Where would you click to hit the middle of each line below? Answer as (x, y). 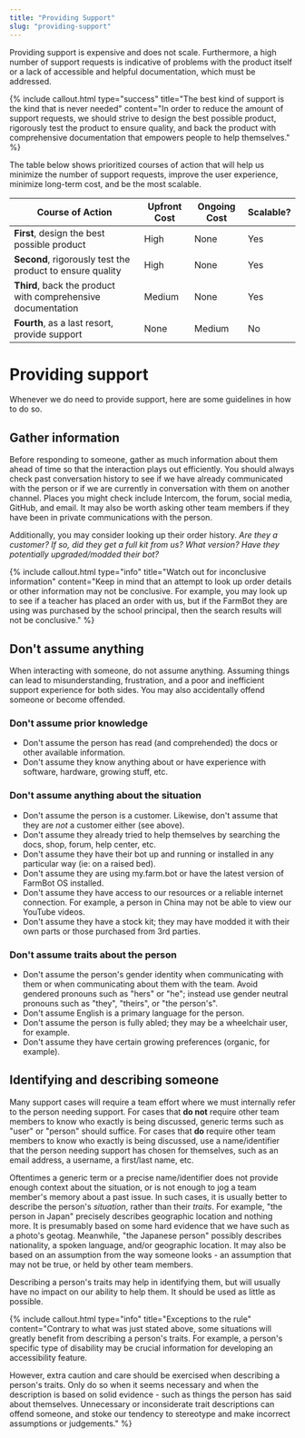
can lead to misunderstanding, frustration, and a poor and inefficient (137, 680)
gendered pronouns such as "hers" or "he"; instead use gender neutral (155, 993)
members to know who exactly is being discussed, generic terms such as (147, 1121)
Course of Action (74, 212)
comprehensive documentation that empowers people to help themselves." (150, 137)
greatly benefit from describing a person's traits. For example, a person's (146, 1338)
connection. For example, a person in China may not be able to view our (157, 902)
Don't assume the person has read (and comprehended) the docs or (150, 743)
